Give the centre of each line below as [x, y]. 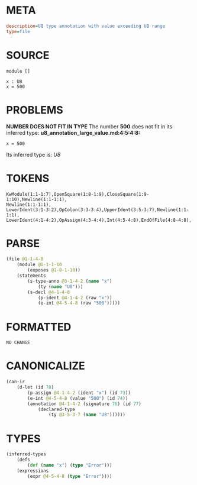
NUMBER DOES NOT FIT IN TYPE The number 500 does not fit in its [89, 126]
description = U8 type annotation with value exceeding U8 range [86, 26]
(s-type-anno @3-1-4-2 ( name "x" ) [70, 281]
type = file [18, 31]
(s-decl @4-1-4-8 [49, 292]
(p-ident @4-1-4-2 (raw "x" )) [75, 298]
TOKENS [28, 178]
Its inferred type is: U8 [33, 154]
